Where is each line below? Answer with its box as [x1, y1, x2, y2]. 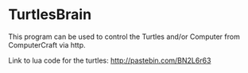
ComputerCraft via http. [8, 40, 86, 49]
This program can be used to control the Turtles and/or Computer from [8, 32, 240, 41]
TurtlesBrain [8, 6, 92, 24]
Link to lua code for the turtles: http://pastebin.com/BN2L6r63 [8, 56, 211, 65]
